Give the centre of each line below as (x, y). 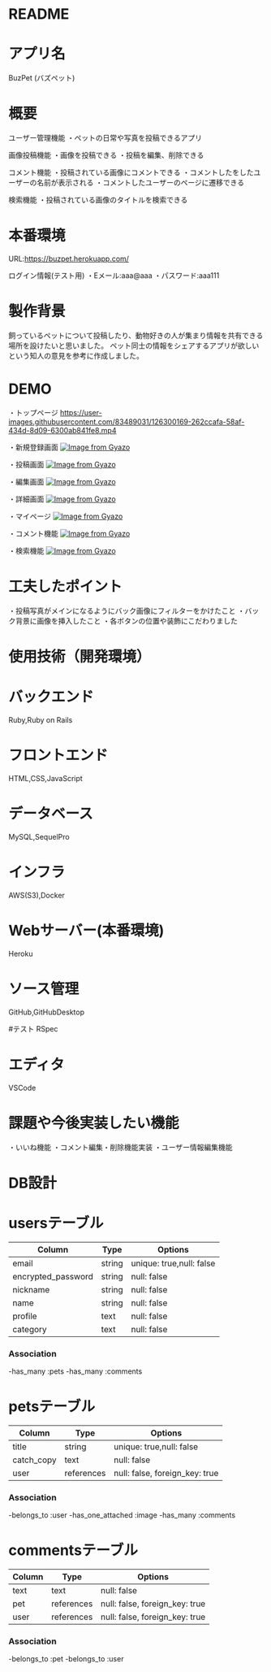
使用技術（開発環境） (80, 657)
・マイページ (30, 516)
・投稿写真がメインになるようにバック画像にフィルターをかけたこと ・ (127, 610)
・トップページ (33, 412)
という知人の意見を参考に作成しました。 (76, 355)
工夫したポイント (66, 587)
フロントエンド (58, 756)
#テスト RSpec (33, 1028)
